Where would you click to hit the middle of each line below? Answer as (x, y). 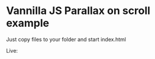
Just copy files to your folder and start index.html (66, 39)
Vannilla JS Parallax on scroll (78, 11)
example (28, 23)
